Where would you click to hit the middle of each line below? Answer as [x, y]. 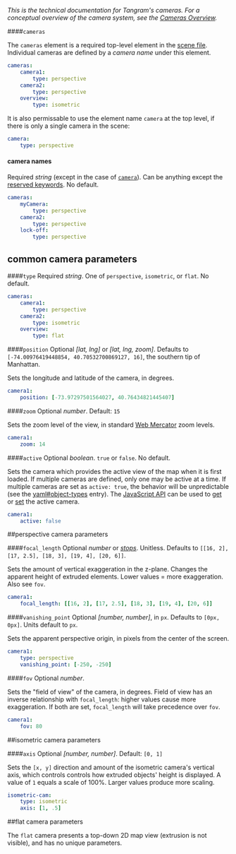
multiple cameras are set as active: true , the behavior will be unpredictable [118, 486]
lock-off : [35, 230]
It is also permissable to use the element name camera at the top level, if [111, 119]
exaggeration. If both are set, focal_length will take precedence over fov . [114, 706]
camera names [30, 161]
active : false [41, 521]
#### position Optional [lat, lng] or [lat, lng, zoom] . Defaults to [98, 350]
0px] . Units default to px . [43, 625]
